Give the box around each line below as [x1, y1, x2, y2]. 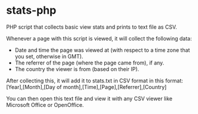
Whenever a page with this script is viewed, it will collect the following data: [6, 35, 192, 42]
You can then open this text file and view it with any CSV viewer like [6, 95, 173, 102]
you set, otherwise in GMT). [14, 53, 83, 60]
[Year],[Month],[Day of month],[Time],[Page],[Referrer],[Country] [6, 83, 167, 90]
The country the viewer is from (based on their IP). [14, 65, 140, 72]
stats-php [6, 4, 57, 17]
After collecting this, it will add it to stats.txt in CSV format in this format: [6, 77, 184, 84]
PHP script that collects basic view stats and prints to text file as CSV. [6, 23, 177, 30]
